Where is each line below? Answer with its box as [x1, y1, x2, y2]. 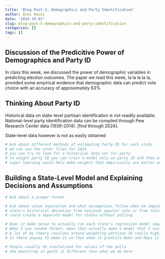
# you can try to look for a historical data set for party [5, 151, 131, 156]
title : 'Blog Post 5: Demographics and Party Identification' [5, 7, 135, 12]
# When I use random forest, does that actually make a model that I [5, 226, 151, 231]
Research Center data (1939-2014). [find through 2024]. [5, 123, 119, 129]
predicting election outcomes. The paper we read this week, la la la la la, [5, 74, 151, 80]
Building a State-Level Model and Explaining [5, 174, 143, 183]
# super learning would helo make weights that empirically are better [5, 160, 155, 165]
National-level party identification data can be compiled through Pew [5, 117, 145, 123]
